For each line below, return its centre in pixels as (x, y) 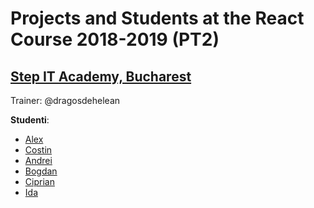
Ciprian (39, 181)
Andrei (38, 160)
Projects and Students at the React (157, 18)
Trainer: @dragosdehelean (65, 100)
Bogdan (41, 171)
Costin (38, 150)
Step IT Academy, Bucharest (101, 76)
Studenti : (30, 120)
